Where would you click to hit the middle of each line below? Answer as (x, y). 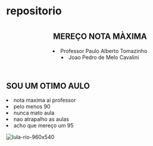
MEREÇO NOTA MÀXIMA (100, 37)
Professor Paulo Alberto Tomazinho (104, 51)
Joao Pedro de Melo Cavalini (104, 57)
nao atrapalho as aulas (42, 119)
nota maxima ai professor (45, 100)
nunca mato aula (34, 113)
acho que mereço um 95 (44, 126)
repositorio (34, 11)
